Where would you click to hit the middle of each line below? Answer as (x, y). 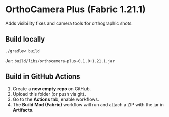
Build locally (25, 39)
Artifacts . (23, 110)
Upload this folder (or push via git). (49, 94)
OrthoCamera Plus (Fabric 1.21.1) (76, 9)
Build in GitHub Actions (43, 77)
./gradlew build (22, 51)
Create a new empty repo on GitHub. (52, 89)
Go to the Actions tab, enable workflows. (56, 99)
